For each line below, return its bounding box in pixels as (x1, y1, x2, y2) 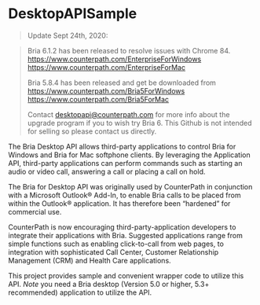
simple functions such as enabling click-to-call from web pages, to (8, 239, 224, 248)
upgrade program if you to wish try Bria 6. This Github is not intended (27, 118, 252, 127)
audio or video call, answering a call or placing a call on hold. (8, 167, 206, 176)
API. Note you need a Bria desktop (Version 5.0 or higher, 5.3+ (8, 279, 210, 288)
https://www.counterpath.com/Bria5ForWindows (27, 86, 185, 95)
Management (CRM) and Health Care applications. (8, 255, 171, 265)
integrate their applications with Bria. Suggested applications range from (8, 230, 244, 240)
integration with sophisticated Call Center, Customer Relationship (8, 247, 218, 256)
